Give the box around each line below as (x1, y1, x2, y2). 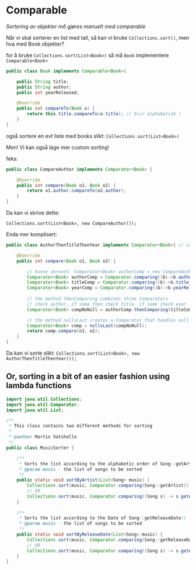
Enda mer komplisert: (6, 231, 57, 238)
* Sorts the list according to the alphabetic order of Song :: (19, 461, 176, 467)
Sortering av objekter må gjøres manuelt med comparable (6, 23, 146, 30)
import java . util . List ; (6, 407, 64, 413)
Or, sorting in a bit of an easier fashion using (6, 372, 170, 382)
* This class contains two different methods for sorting (8, 423, 153, 429)
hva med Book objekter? (6, 40, 65, 47)
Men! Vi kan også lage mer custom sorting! (6, 144, 110, 151)
